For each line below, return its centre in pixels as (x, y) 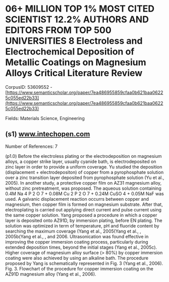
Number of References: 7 (32, 146)
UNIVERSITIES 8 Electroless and (74, 41)
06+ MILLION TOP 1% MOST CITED (80, 9)
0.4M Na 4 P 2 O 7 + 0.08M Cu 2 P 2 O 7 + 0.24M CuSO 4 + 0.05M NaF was (84, 193)
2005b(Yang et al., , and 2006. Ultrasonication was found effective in (77, 236)
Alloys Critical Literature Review (74, 73)
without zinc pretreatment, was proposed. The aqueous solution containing (83, 188)
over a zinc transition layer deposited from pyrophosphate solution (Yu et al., (85, 178)
